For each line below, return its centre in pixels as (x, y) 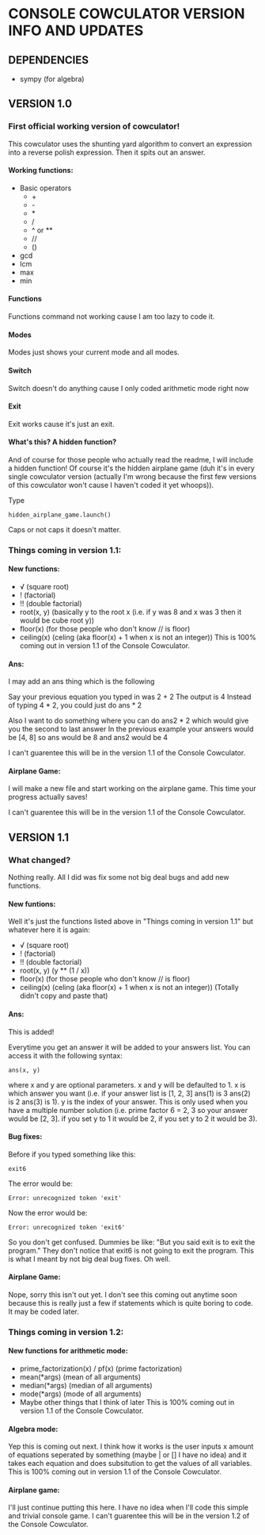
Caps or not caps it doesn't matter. (64, 529)
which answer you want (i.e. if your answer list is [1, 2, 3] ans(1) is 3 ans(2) (129, 1093)
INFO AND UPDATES (76, 31)
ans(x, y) (25, 1070)
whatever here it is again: (49, 930)
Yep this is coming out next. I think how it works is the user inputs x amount (131, 1447)
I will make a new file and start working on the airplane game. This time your (132, 789)
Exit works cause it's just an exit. (61, 424)
